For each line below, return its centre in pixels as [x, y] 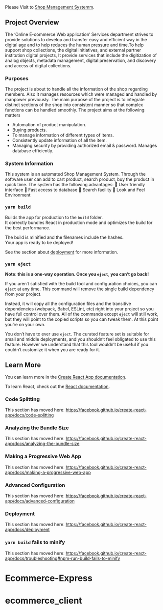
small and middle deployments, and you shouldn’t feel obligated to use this [80, 339]
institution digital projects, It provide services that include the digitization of [81, 55]
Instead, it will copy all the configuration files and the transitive [68, 304]
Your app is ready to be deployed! [39, 242]
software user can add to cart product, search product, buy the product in [80, 179]
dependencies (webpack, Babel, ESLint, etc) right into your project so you [80, 309]
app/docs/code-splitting [30, 415]
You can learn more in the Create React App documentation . [66, 377]
